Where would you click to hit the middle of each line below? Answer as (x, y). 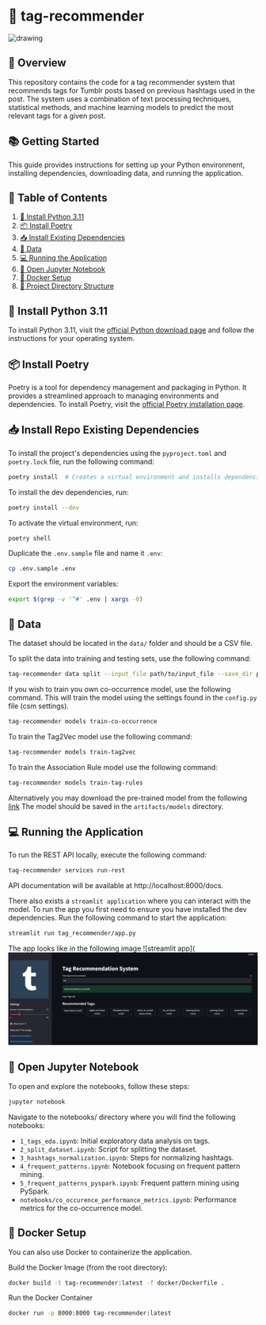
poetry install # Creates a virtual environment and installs (115, 477)
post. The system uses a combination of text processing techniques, (120, 99)
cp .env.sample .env (42, 569)
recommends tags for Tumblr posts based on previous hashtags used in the (132, 90)
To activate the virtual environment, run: (73, 522)
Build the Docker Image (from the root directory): (88, 1267)
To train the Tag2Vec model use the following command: (100, 736)
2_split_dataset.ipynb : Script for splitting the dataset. (108, 1149)
